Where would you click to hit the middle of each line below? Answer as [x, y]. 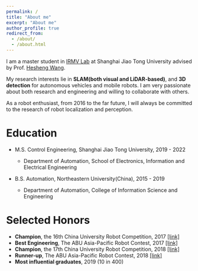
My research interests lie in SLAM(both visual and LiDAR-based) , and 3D [96, 79]
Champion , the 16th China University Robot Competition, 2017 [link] [97, 236]
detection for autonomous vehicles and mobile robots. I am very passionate [98, 85]
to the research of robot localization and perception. [69, 109]
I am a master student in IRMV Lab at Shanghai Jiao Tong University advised [99, 61]
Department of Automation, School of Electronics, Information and [104, 161]
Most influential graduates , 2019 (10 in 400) [69, 262]
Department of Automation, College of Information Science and [100, 190]
